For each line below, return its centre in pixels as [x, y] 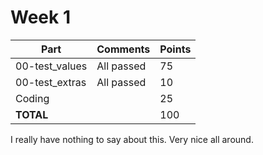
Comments [123, 49]
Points [175, 49]
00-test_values [51, 66]
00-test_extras [51, 82]
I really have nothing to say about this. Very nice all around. [132, 139]
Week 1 [40, 17]
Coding [32, 98]
